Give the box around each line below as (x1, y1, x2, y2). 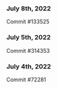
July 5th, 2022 (6, 33, 51, 42)
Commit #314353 (6, 47, 50, 54)
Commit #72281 (6, 76, 47, 83)
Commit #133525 (6, 18, 50, 25)
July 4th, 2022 (6, 62, 51, 70)
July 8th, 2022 (6, 4, 51, 13)
